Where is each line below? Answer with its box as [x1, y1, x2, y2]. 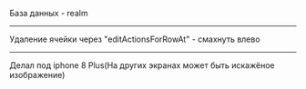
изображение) [9, 70, 66, 80]
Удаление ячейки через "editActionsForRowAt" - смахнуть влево [9, 34, 261, 44]
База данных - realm [9, 8, 88, 18]
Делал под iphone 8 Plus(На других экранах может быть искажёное [9, 60, 275, 71]
